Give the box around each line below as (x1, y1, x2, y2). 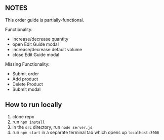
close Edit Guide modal (12, 52, 60, 57)
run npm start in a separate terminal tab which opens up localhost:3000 (12, 129, 160, 135)
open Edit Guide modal (12, 41, 59, 47)
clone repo (12, 113, 35, 119)
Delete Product (12, 81, 43, 87)
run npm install (12, 119, 45, 125)
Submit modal (12, 86, 41, 92)
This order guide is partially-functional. (5, 17, 84, 23)
